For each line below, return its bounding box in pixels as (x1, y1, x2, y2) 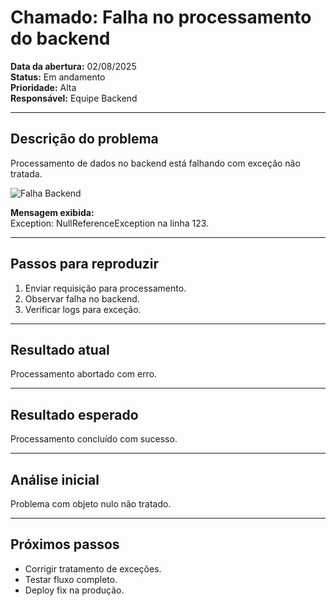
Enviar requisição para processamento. (24, 282, 187, 294)
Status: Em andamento (10, 71, 106, 83)
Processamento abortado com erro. (10, 368, 158, 380)
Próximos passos (10, 536, 120, 553)
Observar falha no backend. (24, 292, 140, 305)
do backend (10, 27, 111, 50)
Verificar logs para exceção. (24, 303, 142, 315)
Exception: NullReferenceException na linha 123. (10, 217, 210, 229)
